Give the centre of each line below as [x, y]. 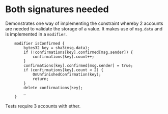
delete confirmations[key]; [53, 88]
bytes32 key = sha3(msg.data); [57, 48]
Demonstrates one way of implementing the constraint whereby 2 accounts [84, 23]
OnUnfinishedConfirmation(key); [67, 74]
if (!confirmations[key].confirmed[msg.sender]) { [78, 52]
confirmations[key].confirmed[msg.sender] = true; [78, 65]
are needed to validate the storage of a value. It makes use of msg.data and [84, 28]
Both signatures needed [57, 9]
